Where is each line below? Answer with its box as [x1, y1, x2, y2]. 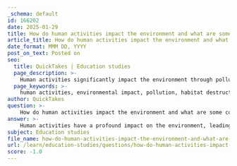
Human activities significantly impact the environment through [20, 76, 213, 83]
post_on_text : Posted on [7, 50, 80, 57]
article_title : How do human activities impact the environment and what [7, 37, 229, 44]
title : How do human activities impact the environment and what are [7, 30, 217, 37]
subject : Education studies [7, 129, 90, 136]
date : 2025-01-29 [7, 23, 59, 30]
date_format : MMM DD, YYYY [7, 43, 87, 50]
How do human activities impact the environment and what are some [20, 109, 222, 116]
